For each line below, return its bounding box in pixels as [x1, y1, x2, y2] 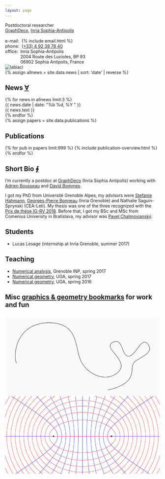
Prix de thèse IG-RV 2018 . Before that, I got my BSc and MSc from [5, 208, 139, 214]
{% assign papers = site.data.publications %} [5, 117, 97, 123]
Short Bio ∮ [5, 164, 39, 173]
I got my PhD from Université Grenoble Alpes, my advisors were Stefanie [5, 192, 152, 198]
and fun [5, 301, 29, 309]
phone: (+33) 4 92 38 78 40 [5, 43, 63, 49]
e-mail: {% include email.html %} [5, 37, 73, 44]
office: [5, 48, 18, 54]
